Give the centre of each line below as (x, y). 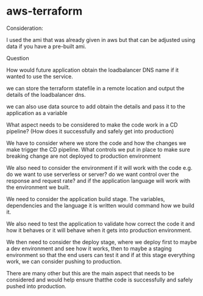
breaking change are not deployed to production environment (84, 156)
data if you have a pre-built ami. (46, 46)
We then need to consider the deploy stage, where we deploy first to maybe (101, 242)
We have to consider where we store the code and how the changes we (96, 143)
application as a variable (37, 113)
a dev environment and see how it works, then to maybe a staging (89, 248)
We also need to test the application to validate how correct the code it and (101, 224)
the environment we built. (38, 187)
